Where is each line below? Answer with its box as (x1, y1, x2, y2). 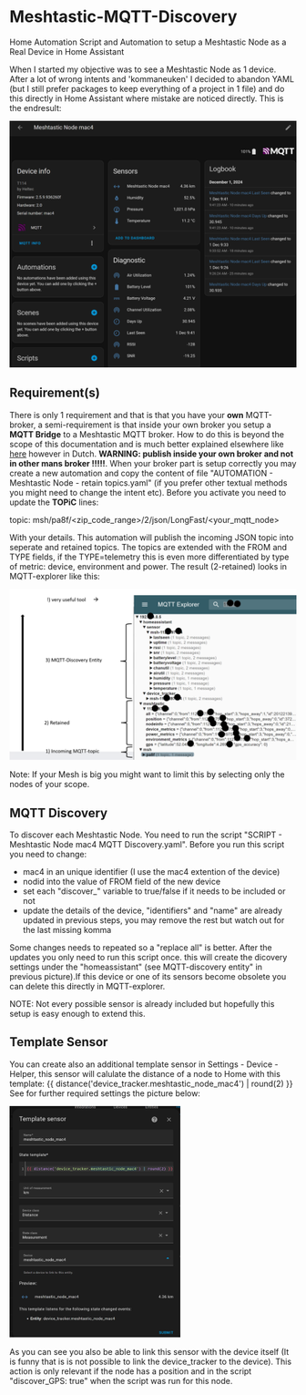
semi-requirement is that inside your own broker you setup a (44, 419, 271, 430)
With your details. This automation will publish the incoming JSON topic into (9, 531, 294, 543)
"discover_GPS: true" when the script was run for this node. (9, 1376, 233, 1387)
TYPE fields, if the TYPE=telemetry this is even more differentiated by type (9, 551, 290, 562)
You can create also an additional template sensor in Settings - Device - (9, 1059, 279, 1070)
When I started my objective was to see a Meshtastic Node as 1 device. (9, 64, 277, 75)
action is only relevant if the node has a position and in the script (9, 1366, 252, 1377)
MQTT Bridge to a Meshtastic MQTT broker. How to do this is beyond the (9, 428, 285, 439)
